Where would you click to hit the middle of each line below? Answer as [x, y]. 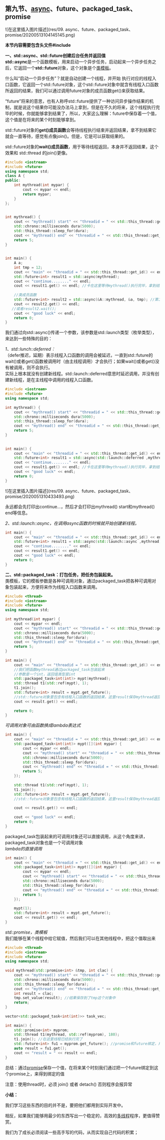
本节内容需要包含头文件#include [38, 45]
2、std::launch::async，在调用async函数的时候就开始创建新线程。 [72, 523]
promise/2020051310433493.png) [40, 496]
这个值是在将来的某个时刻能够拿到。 [42, 119]
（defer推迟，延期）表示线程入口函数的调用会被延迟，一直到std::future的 [79, 355]
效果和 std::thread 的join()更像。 [38, 153]
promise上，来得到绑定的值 [37, 1073]
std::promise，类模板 [26, 932]
